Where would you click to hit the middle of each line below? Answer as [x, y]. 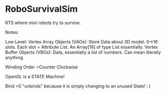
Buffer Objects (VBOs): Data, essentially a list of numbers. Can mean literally [83, 52]
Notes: [12, 32]
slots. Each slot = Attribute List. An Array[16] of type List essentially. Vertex [82, 47]
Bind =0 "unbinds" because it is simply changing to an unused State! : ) [78, 86]
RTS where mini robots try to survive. [43, 23]
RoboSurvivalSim [41, 9]
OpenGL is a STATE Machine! [35, 76]
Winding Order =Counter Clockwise [42, 67]
